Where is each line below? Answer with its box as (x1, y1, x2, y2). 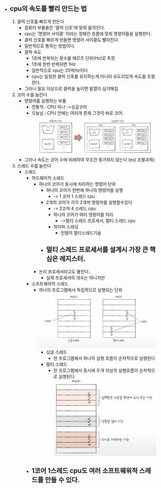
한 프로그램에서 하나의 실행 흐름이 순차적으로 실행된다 (53, 355, 155, 361)
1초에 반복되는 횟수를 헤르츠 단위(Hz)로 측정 (31, 55, 115, 61)
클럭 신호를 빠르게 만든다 (17, 19, 64, 24)
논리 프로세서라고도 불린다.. (39, 268, 91, 274)
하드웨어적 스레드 (31, 175, 65, 181)
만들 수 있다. (44, 476, 80, 484)
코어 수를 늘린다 (17, 92, 47, 98)
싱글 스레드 (46, 349, 67, 355)
